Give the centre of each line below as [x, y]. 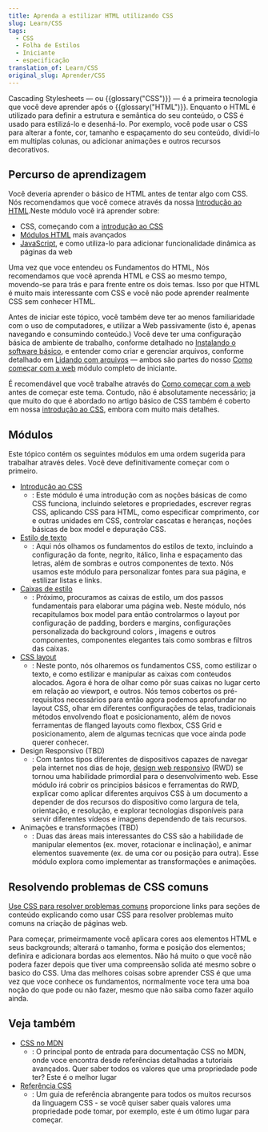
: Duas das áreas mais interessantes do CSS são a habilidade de [138, 836]
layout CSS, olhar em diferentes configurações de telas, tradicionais [144, 708]
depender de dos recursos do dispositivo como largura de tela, [136, 802]
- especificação [42, 61]
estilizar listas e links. [67, 580]
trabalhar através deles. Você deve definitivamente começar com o [119, 463]
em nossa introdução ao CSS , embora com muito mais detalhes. [114, 409]
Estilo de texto [44, 538]
